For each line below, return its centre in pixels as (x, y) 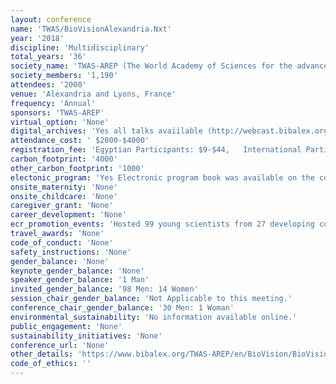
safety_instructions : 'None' (71, 252)
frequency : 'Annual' (53, 103)
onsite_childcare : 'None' (64, 196)
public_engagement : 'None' (66, 326)
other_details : (42, 354)
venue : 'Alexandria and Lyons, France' (93, 94)
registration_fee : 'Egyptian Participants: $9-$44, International (156, 150)
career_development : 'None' (69, 215)
